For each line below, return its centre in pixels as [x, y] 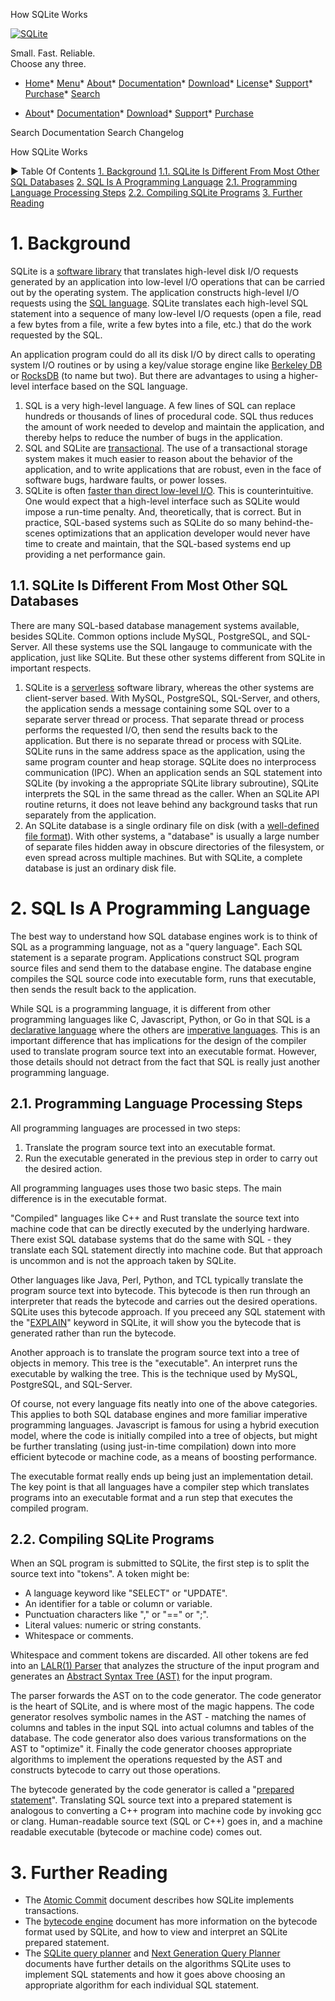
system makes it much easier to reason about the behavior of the [158, 458]
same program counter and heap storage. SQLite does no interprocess [170, 761]
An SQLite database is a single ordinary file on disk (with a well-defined [172, 825]
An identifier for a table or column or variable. [118, 1604]
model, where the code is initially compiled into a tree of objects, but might [164, 1435]
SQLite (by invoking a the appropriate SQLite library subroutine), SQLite [172, 783]
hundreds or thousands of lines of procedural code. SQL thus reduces [169, 416]
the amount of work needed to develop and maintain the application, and [174, 426]
